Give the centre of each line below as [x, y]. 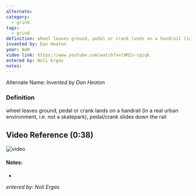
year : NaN [18, 50]
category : [18, 17]
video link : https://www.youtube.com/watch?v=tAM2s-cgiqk [78, 55]
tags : [13, 28]
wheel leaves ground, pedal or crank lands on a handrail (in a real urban [92, 110]
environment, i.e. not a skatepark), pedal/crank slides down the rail [86, 116]
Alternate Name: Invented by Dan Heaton [55, 82]
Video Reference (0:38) [50, 135]
